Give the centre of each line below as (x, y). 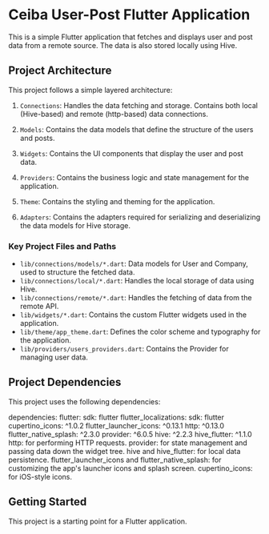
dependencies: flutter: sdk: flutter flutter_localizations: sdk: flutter (116, 417)
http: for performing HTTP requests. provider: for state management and (128, 443)
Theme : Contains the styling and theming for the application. (117, 201)
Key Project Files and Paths (62, 246)
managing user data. (54, 357)
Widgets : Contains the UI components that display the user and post (132, 153)
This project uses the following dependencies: (84, 401)
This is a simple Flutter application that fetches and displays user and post (131, 37)
